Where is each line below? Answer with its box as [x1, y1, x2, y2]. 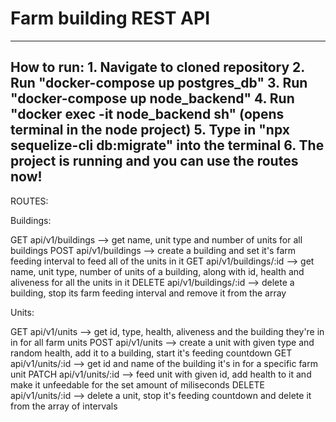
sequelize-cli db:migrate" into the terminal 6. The [10, 137, 325, 154]
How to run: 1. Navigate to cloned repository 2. [10, 59, 305, 76]
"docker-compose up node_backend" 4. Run [10, 90, 295, 107]
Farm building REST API [10, 7, 211, 30]
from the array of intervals [10, 400, 118, 412]
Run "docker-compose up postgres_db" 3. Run [10, 75, 308, 92]
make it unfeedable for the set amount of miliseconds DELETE [10, 378, 265, 391]
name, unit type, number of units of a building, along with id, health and [10, 265, 305, 277]
